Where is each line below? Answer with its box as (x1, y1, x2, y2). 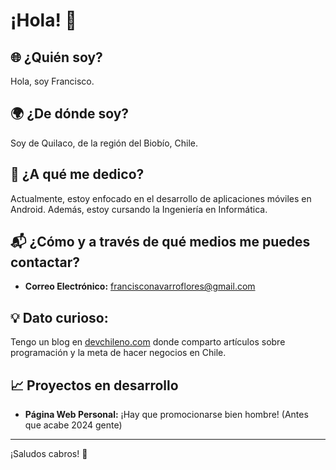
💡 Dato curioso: (10, 309, 109, 326)
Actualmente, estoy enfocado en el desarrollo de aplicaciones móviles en (10, 192, 312, 204)
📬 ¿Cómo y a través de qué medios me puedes (10, 234, 311, 251)
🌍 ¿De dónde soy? (10, 105, 130, 123)
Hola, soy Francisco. (10, 75, 95, 87)
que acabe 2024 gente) (24, 419, 123, 431)
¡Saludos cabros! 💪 (10, 448, 88, 460)
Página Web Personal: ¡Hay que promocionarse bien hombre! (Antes (24, 409, 309, 421)
